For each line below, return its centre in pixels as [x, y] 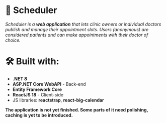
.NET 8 [20, 79]
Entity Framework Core [37, 89]
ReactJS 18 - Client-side [38, 94]
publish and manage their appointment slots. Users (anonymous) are [77, 29]
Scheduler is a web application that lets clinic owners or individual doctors [83, 24]
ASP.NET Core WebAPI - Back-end [49, 84]
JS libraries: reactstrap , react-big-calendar [58, 100]
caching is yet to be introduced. [39, 115]
